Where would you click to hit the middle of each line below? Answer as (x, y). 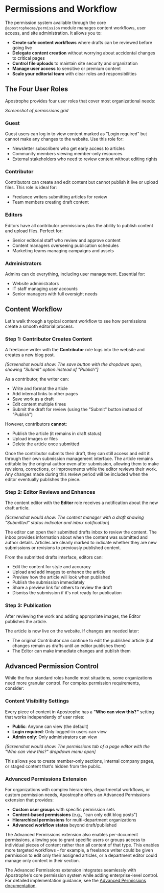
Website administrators (35, 283)
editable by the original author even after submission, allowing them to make (82, 464)
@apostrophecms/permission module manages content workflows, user (75, 27)
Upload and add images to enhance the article (59, 572)
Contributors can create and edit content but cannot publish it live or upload (82, 182)
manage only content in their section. (43, 861)
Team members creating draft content (50, 202)
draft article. (17, 508)
